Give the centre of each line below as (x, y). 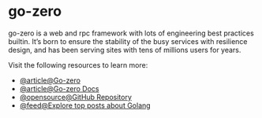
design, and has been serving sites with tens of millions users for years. (125, 50)
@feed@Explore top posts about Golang (85, 105)
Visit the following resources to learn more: (78, 65)
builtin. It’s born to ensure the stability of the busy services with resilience (128, 41)
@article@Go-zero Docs (59, 88)
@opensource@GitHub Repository (76, 97)
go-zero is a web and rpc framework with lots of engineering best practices (131, 33)
